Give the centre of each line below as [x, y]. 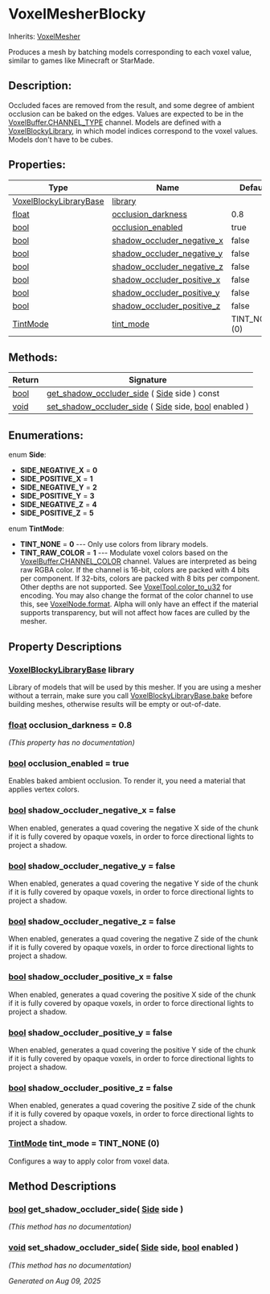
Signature [147, 380]
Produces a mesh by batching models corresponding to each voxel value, [130, 52]
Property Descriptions [65, 646]
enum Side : [27, 455]
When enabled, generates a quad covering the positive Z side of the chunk [132, 1106]
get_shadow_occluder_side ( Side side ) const [133, 394]
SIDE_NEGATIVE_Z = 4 [58, 505]
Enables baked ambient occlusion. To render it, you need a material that [127, 781]
